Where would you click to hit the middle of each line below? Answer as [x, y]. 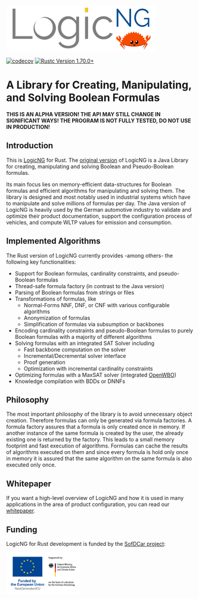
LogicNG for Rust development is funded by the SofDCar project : [86, 544]
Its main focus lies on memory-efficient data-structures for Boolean [89, 184]
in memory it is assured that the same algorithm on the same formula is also [99, 459]
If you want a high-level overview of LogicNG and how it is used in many [95, 498]
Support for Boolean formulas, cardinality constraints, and [86, 273]
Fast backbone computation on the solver [75, 349]
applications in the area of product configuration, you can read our [88, 504]
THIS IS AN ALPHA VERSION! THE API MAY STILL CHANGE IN [83, 114]
